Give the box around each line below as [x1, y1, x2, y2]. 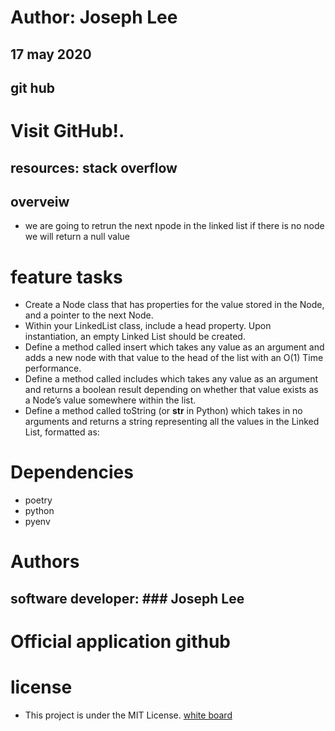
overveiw [10, 193, 70, 210]
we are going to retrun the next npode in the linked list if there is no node [24, 220, 325, 232]
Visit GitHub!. [10, 120, 125, 143]
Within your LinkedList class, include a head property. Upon [24, 320, 272, 332]
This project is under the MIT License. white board [24, 709, 233, 721]
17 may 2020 [10, 46, 92, 63]
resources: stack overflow [10, 159, 178, 176]
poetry [24, 494, 53, 506]
